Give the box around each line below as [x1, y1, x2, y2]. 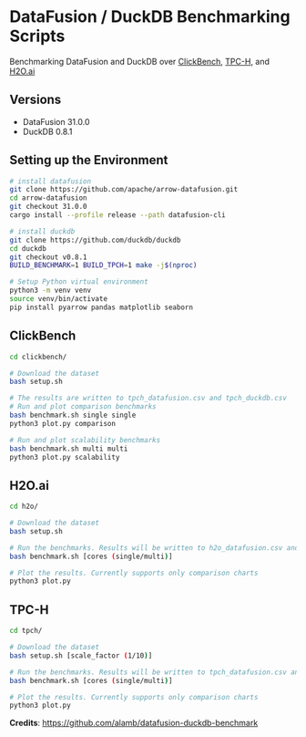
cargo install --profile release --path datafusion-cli [9, 211, 226, 220]
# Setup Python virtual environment [9, 277, 148, 286]
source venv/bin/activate [9, 295, 107, 304]
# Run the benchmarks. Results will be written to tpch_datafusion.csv [9, 668, 287, 677]
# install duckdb [9, 226, 76, 236]
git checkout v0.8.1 [9, 253, 88, 262]
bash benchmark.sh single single [9, 410, 137, 420]
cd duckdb [9, 244, 47, 253]
